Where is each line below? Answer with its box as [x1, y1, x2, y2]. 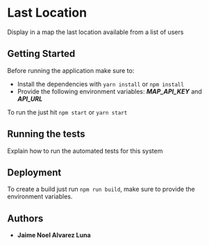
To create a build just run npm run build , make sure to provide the [7, 185, 196, 194]
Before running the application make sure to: [7, 66, 135, 74]
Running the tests [7, 128, 85, 140]
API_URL [17, 94, 43, 103]
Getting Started [7, 48, 76, 60]
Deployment [7, 167, 62, 178]
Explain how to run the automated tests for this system [7, 146, 163, 155]
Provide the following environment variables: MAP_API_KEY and [17, 87, 203, 95]
